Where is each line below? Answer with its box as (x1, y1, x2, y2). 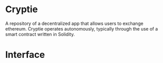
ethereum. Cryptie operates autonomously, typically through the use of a (5, 25, 158, 31)
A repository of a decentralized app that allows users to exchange (5, 20, 144, 26)
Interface (5, 49, 45, 60)
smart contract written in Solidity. (5, 31, 75, 37)
